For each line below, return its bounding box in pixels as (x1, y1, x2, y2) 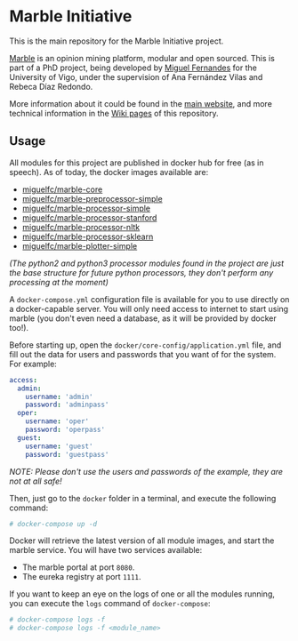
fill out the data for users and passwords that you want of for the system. (9, 349, 277, 359)
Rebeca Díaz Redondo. (9, 81, 93, 92)
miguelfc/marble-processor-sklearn (21, 231, 154, 242)
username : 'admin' (25, 392, 93, 401)
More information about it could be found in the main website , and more (9, 98, 273, 108)
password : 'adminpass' (25, 400, 109, 410)
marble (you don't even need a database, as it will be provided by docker (9, 313, 278, 324)
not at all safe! (9, 476, 62, 486)
